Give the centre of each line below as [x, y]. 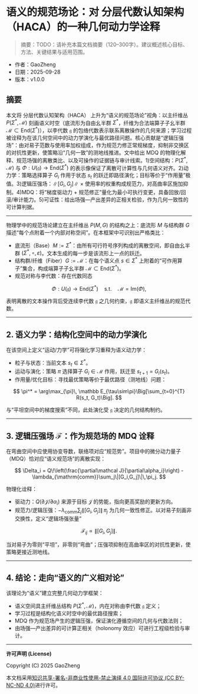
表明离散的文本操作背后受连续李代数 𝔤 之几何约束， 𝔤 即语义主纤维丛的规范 [96, 301]
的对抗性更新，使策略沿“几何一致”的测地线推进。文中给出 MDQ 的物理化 [93, 153]
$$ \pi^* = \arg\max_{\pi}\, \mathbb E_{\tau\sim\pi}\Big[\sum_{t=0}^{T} [99, 391]
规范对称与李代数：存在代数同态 [53, 275]
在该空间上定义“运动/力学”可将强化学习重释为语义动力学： [77, 350]
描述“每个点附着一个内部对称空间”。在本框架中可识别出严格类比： [86, 232]
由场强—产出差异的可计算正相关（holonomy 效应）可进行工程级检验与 [100, 628]
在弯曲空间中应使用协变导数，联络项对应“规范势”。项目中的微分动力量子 [94, 451]
